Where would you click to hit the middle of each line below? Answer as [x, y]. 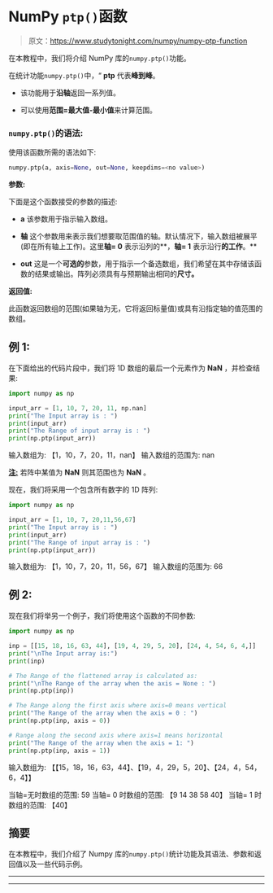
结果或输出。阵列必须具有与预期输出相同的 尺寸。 [117, 274]
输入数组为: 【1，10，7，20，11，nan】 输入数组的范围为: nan [112, 455]
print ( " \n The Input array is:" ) [63, 653]
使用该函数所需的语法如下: [52, 152]
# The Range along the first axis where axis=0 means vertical [118, 706]
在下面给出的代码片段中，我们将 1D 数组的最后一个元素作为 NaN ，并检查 [131, 368]
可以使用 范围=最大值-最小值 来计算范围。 [88, 110]
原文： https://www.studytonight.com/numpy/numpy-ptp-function [138, 41]
